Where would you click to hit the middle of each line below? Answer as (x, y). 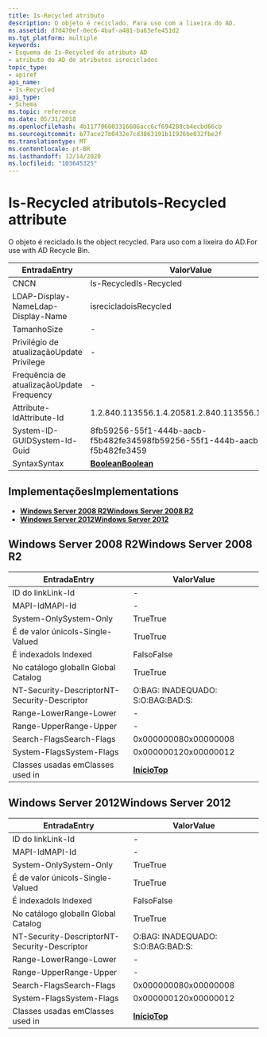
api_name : (25, 82)
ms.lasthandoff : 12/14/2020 (55, 156)
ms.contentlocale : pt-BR (49, 149)
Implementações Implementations (94, 491)
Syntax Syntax (38, 464)
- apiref (23, 75)
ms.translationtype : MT (48, 141)
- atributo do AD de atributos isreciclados (83, 60)
